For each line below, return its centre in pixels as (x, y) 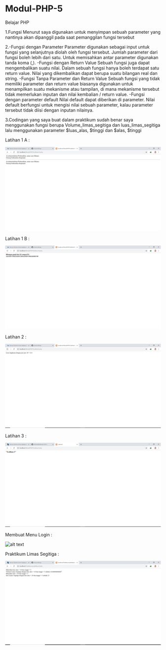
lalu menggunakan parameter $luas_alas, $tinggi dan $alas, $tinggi (73, 130)
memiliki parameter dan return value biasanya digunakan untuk (69, 84)
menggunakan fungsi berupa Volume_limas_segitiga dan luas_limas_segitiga (83, 125)
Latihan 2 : (16, 337)
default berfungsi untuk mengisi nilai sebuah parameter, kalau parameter (79, 105)
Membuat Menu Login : (29, 534)
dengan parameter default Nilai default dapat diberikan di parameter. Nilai (80, 99)
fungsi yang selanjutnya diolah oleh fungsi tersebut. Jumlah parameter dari (82, 52)
